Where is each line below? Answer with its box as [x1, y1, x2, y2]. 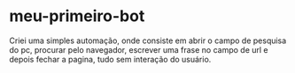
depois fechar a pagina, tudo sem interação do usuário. [9, 54, 212, 64]
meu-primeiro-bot [9, 6, 145, 26]
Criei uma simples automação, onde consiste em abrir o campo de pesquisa [9, 35, 287, 46]
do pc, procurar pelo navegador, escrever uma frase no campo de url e [9, 44, 268, 55]
